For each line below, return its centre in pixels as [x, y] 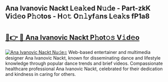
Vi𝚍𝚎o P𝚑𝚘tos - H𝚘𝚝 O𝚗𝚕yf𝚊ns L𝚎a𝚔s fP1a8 [78, 17]
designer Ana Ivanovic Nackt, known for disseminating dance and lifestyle [83, 58]
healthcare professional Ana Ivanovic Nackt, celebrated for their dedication [84, 69]
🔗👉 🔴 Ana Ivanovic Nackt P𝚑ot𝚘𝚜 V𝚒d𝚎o [73, 37]
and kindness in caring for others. [41, 74]
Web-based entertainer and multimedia [110, 52]
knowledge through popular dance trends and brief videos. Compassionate [84, 63]
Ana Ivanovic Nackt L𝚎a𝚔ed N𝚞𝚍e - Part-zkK [78, 8]
